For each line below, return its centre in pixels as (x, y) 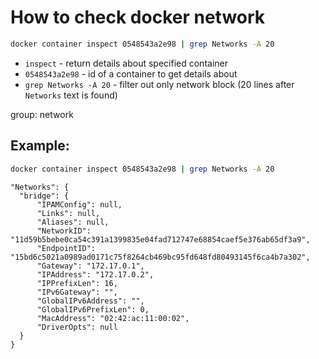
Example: (40, 146)
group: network (42, 114)
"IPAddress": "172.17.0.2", (95, 274)
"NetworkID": (64, 231)
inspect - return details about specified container (126, 63)
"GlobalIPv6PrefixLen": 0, (93, 309)
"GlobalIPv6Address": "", (90, 301)
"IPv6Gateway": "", (77, 292)
